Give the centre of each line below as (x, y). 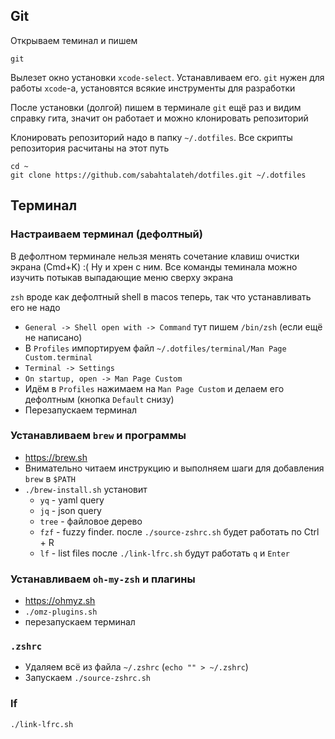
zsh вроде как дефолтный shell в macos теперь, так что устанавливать (161, 296)
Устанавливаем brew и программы (98, 436)
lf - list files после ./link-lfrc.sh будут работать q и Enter (165, 553)
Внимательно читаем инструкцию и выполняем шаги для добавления (174, 468)
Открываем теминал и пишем (74, 40)
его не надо (35, 307)
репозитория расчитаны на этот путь (90, 148)
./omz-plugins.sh (61, 612)
